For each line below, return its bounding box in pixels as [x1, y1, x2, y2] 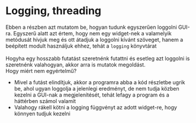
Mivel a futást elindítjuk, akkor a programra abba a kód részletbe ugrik [14, 78, 185, 86]
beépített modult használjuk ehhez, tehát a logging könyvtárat [5, 42, 157, 49]
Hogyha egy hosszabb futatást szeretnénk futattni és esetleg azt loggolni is [5, 55, 190, 62]
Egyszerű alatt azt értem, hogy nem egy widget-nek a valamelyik [13, 29, 172, 36]
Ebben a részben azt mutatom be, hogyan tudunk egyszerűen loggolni [5, 24, 177, 31]
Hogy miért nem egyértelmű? [5, 67, 77, 74]
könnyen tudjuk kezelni [14, 110, 70, 117]
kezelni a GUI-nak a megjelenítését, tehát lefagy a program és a [14, 91, 169, 98]
